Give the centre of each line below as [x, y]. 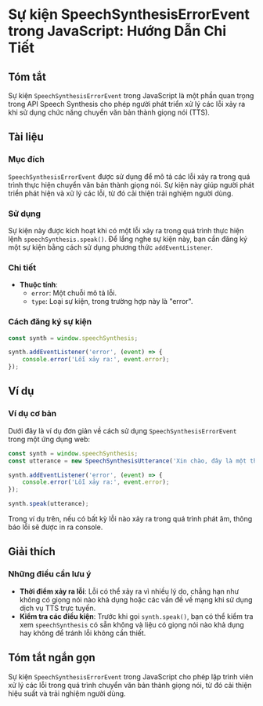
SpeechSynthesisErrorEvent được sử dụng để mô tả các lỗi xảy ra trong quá [129, 176]
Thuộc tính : [39, 285]
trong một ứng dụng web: [49, 439]
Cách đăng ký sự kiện [50, 322]
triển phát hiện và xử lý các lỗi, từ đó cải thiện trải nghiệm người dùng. [121, 193]
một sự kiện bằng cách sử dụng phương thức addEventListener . [111, 247]
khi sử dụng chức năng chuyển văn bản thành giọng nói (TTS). [109, 112]
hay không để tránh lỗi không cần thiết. [83, 633]
